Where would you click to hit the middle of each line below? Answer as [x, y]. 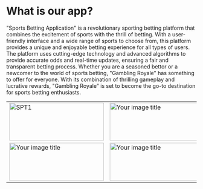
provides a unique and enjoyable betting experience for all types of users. [98, 47]
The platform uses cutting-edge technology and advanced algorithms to [96, 53]
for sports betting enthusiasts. [44, 92]
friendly [16, 41]
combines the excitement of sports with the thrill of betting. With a [89, 34]
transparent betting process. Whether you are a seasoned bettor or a [92, 66]
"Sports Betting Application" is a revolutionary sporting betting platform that [101, 28]
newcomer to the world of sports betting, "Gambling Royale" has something [100, 73]
